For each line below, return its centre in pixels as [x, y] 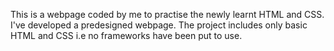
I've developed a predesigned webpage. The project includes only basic [159, 25]
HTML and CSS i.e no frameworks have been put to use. [126, 35]
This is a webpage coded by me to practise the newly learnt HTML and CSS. [167, 14]
